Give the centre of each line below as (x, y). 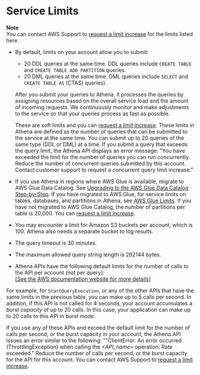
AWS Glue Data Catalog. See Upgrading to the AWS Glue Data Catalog (101, 188)
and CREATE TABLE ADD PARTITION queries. (75, 70)
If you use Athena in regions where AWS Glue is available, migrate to (99, 181)
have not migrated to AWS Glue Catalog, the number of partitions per (100, 207)
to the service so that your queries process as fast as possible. (92, 113)
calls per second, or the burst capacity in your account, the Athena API (94, 334)
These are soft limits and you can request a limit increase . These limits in (104, 125)
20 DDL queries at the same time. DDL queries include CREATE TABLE (107, 64)
